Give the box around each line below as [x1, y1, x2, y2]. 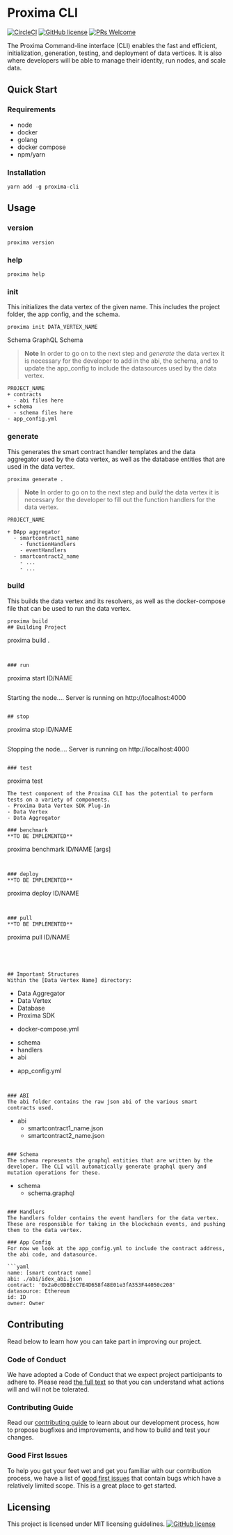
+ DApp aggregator [7, 528, 61, 536]
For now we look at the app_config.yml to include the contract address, [7, 1245, 226, 1252]
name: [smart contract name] [7, 1269, 92, 1276]
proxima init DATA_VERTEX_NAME [7, 324, 98, 331]
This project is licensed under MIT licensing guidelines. [7, 1520, 166, 1528]
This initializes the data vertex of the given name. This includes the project [7, 303, 220, 311]
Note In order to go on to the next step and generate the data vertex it [24, 350, 225, 358]
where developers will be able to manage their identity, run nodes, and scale [7, 56, 226, 64]
